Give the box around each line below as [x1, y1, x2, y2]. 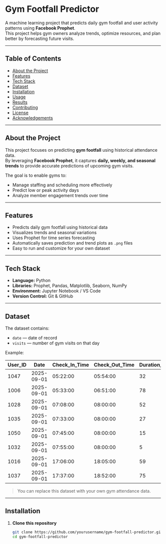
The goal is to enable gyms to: [5, 172, 67, 178]
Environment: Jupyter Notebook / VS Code [12, 288, 101, 294]
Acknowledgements [12, 115, 53, 121]
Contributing [12, 104, 38, 110]
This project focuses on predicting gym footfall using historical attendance [5, 147, 158, 153]
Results [12, 99, 28, 105]
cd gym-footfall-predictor [12, 534, 68, 539]
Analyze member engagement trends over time [12, 192, 109, 198]
